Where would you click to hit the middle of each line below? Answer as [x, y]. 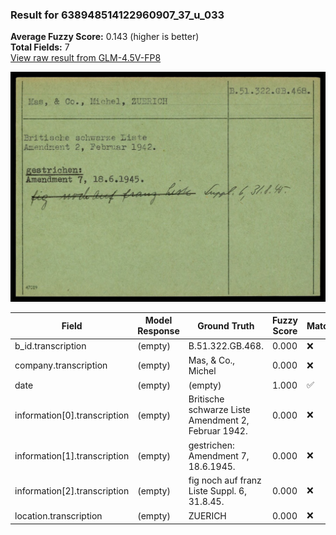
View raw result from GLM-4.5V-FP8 [86, 58]
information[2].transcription [72, 490]
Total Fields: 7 [40, 47]
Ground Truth [226, 325]
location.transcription [58, 515]
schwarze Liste [219, 410]
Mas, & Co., [212, 360]
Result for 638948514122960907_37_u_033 [117, 15]
